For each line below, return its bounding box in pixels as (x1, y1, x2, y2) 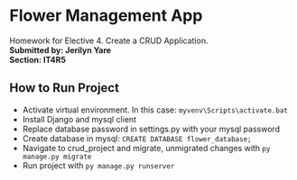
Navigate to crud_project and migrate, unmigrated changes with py (22, 142, 271, 153)
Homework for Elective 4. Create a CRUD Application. (9, 35, 209, 46)
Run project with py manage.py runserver (22, 159, 175, 171)
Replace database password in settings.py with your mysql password (22, 123, 281, 134)
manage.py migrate (22, 152, 92, 161)
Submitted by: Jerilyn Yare (9, 44, 111, 55)
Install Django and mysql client (22, 113, 137, 124)
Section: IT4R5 (9, 54, 66, 65)
